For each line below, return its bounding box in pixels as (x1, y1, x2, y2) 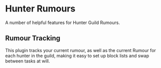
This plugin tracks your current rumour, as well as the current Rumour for (5, 47, 156, 53)
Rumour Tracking (5, 34, 61, 42)
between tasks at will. (5, 58, 50, 64)
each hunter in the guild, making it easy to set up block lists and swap (5, 52, 149, 58)
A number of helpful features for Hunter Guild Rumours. (5, 19, 120, 25)
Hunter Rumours (5, 3, 76, 14)
